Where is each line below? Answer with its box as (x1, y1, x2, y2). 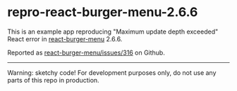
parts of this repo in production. (7, 76, 100, 84)
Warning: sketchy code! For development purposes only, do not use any (7, 68, 217, 77)
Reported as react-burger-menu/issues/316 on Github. (7, 48, 166, 57)
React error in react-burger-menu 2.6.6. (7, 34, 123, 43)
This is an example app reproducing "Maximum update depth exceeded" (7, 27, 219, 36)
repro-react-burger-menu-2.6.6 (7, 4, 198, 20)
